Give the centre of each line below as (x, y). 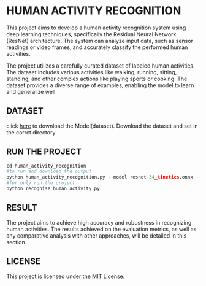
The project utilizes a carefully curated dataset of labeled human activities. (101, 66)
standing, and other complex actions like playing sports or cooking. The (97, 79)
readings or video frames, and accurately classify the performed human (97, 47)
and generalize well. (32, 91)
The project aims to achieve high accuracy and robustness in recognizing (99, 222)
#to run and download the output (49, 172)
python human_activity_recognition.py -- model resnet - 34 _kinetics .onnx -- (104, 177)
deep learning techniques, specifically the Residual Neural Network (91, 34)
